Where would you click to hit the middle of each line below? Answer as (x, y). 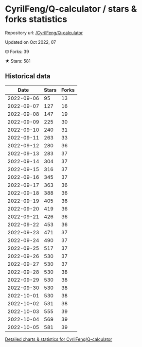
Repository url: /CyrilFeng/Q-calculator (44, 33)
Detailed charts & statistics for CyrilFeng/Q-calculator (59, 339)
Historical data (28, 76)
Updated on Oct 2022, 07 (31, 42)
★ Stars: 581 (18, 61)
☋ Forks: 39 (17, 52)
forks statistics (36, 19)
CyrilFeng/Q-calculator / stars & (71, 9)
